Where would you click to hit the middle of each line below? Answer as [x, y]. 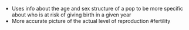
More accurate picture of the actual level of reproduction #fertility [91, 21]
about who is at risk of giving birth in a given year [71, 15]
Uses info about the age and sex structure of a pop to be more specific [97, 9]
